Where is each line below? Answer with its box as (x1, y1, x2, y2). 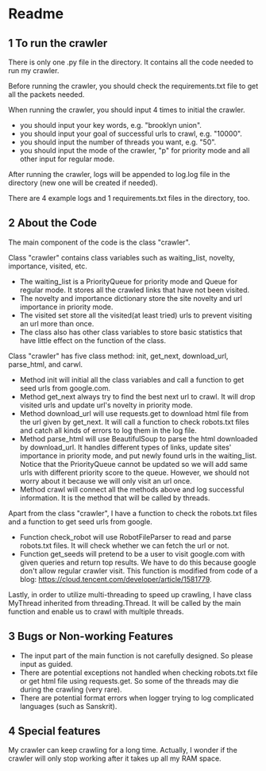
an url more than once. (19, 318, 94, 328)
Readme (8, 5, 64, 23)
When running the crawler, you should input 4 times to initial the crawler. (8, 105, 245, 114)
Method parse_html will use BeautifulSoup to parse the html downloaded (19, 434, 258, 443)
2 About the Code (8, 216, 98, 230)
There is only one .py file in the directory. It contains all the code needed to (8, 57, 254, 67)
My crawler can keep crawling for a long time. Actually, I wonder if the (8, 746, 238, 755)
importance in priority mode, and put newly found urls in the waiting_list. (19, 450, 257, 461)
